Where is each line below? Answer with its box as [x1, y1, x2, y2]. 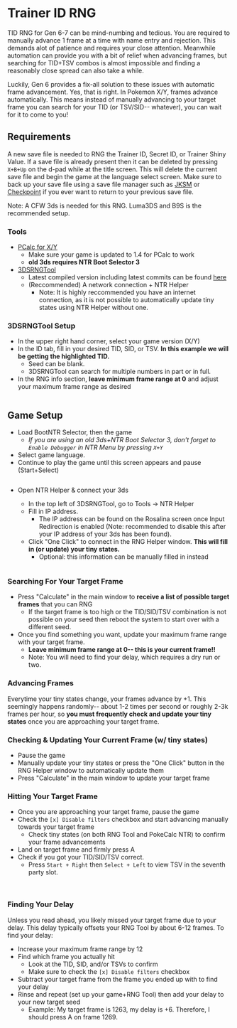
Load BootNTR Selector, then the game [17, 428, 133, 437]
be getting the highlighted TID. [17, 352, 110, 360]
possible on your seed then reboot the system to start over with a [28, 615, 220, 623]
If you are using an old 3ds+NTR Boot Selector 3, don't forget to [28, 436, 216, 444]
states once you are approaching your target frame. [7, 717, 160, 726]
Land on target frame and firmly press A [17, 845, 135, 854]
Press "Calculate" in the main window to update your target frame [17, 773, 211, 783]
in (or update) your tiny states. [28, 545, 121, 554]
